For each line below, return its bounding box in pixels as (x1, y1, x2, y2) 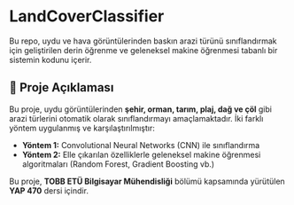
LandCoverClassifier (9, 6, 165, 27)
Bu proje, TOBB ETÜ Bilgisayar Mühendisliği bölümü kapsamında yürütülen (9, 176, 285, 186)
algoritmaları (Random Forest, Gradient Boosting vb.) (21, 158, 215, 170)
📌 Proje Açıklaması (9, 80, 114, 95)
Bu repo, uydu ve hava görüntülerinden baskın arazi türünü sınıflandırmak (9, 35, 277, 46)
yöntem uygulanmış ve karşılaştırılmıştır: (9, 122, 155, 133)
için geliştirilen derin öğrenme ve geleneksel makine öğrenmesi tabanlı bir (9, 44, 278, 55)
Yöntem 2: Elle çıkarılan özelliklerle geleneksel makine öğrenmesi (21, 149, 261, 160)
